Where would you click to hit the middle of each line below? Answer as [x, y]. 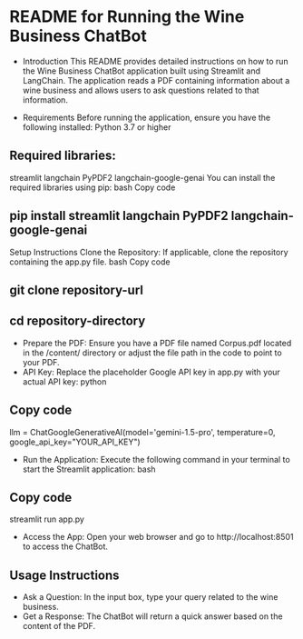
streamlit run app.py [47, 519]
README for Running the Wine [127, 17]
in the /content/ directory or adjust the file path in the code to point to [152, 353]
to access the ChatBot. [65, 546]
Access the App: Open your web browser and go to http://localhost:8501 [158, 537]
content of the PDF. [59, 626]
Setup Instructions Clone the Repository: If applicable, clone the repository [149, 252]
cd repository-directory [78, 321]
